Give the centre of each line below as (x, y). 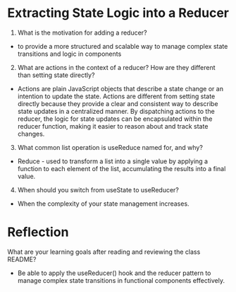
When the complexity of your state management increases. (103, 204)
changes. (31, 134)
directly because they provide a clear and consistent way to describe (118, 103)
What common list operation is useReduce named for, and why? (110, 147)
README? (22, 259)
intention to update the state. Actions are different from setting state (116, 96)
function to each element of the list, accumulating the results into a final (122, 168)
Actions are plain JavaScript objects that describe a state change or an (120, 88)
